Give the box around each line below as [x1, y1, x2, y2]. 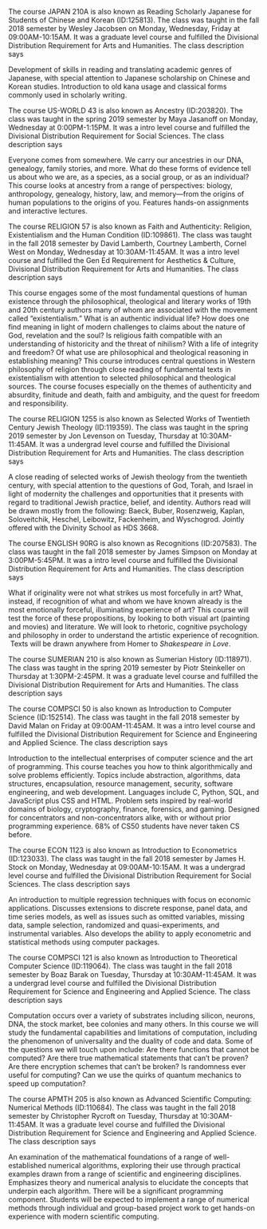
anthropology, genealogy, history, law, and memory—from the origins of [8, 190, 245, 198]
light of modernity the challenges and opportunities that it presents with [8, 489, 244, 498]
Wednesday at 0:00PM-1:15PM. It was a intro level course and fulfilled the [8, 123, 250, 132]
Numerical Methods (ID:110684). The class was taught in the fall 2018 [8, 1103, 237, 1112]
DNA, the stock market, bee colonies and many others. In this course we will [8, 1020, 259, 1028]
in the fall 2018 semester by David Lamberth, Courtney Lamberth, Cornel [8, 239, 247, 248]
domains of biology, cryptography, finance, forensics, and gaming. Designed [8, 804, 260, 814]
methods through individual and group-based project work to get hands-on [8, 1203, 255, 1212]
